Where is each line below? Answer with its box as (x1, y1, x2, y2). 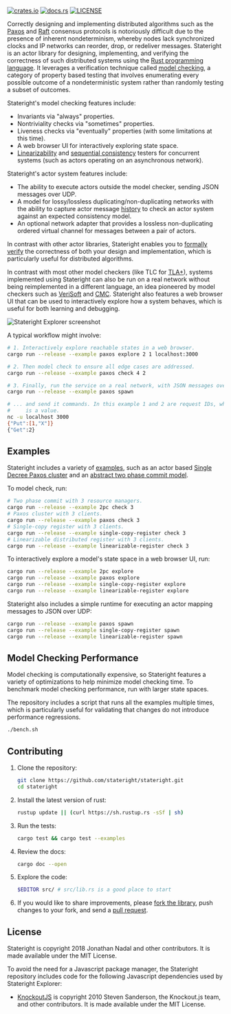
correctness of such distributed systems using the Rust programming (7, 56, 204, 65)
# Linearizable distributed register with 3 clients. (7, 536, 165, 543)
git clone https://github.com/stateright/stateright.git (16, 777, 184, 784)
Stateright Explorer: (7, 980, 63, 988)
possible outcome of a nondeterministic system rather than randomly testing (7, 78, 224, 86)
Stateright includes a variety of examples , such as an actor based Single (7, 464, 212, 472)
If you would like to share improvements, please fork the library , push (16, 898, 213, 907)
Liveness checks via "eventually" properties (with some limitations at (16, 127, 212, 135)
